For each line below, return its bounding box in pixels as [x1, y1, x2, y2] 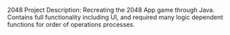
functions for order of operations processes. [7, 21, 135, 28]
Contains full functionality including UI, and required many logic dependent [7, 13, 224, 21]
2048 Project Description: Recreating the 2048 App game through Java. [7, 6, 215, 14]
